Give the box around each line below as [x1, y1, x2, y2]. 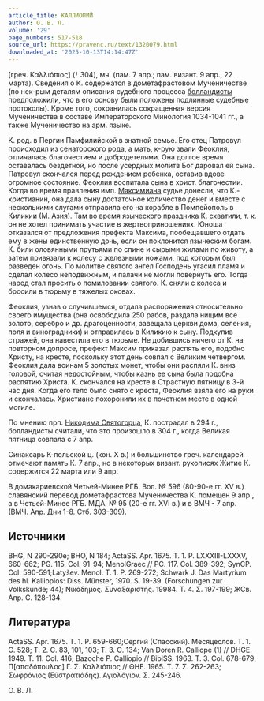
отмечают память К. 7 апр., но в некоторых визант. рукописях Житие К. [8, 459, 251, 467]
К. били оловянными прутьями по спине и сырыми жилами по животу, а [8, 245, 254, 253]
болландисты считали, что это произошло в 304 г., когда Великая [8, 426, 230, 435]
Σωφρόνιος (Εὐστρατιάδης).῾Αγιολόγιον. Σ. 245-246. [8, 670, 183, 680]
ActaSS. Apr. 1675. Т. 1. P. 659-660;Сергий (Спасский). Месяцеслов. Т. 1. [8, 636, 251, 646]
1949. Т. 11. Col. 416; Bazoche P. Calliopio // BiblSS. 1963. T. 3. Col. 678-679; [8, 653, 257, 663]
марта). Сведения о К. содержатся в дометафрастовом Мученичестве [8, 78, 247, 88]
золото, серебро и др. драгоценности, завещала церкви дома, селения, [8, 319, 251, 328]
